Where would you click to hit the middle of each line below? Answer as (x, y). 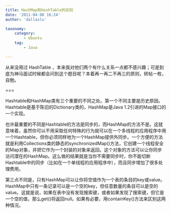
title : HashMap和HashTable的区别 (39, 10)
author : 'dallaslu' (26, 19)
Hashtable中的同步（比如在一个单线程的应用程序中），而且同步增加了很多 (82, 162)
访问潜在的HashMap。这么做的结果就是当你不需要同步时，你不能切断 (78, 156)
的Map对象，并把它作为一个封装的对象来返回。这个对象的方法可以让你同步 (84, 150)
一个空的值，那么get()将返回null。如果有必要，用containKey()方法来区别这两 (86, 199)
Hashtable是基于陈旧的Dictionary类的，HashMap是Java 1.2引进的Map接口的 (86, 107)
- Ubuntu (33, 38)
